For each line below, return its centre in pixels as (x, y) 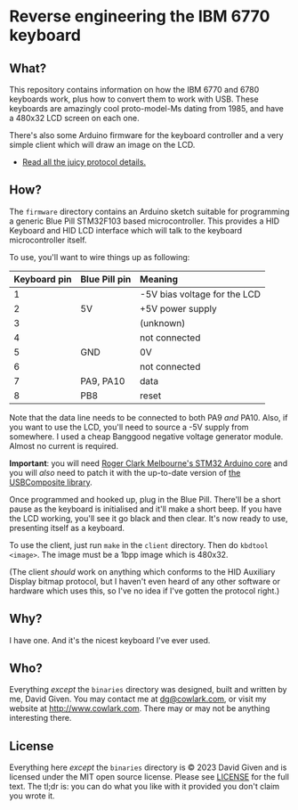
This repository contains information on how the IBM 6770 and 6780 (134, 90)
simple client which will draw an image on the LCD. (102, 145)
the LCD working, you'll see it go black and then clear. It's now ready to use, (149, 518)
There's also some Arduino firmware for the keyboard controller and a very (146, 135)
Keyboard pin (43, 279)
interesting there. (40, 718)
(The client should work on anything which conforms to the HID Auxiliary (142, 571)
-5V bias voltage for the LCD (200, 294)
